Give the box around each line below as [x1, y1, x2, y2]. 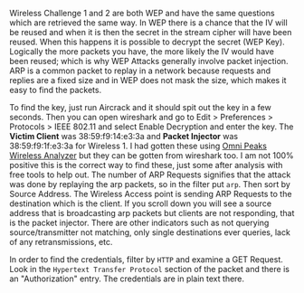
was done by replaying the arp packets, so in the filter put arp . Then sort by [9, 179, 291, 189]
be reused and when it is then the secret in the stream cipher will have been [9, 27, 292, 37]
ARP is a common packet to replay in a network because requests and [9, 65, 271, 76]
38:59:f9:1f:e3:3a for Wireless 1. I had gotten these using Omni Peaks [9, 140, 267, 151]
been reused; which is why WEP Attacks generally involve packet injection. [9, 56, 289, 66]
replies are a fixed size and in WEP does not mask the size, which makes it [9, 75, 287, 85]
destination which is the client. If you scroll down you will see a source [9, 198, 272, 209]
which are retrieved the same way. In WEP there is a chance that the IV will [9, 17, 288, 28]
